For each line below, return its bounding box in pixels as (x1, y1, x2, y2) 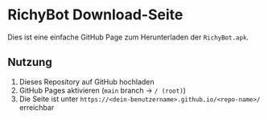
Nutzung (7, 55, 53, 69)
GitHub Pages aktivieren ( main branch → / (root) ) (19, 85, 187, 95)
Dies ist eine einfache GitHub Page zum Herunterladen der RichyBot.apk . (7, 32, 249, 42)
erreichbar (19, 102, 55, 112)
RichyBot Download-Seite (7, 6, 183, 24)
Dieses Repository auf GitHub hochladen (19, 76, 155, 86)
